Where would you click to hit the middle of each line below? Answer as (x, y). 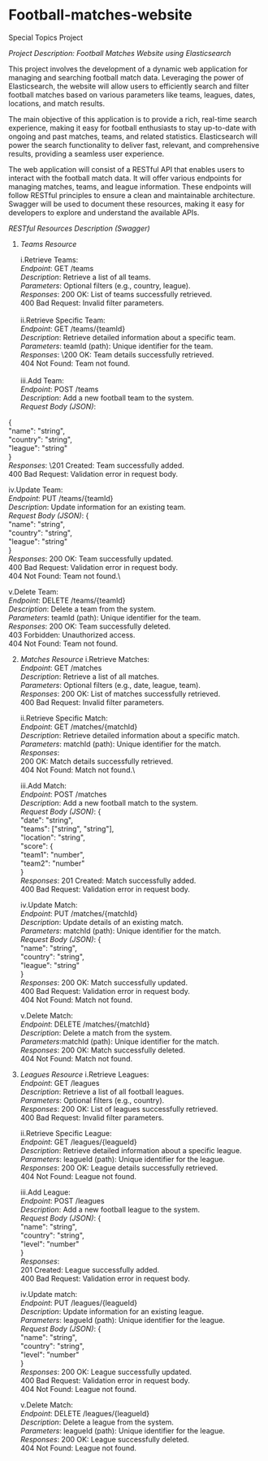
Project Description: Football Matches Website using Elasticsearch (120, 53)
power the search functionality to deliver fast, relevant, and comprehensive (134, 145)
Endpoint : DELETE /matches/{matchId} (85, 1024)
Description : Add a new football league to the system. (110, 1209)
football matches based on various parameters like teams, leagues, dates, (132, 94)
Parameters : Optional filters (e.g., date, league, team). (110, 685)
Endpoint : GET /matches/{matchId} (79, 726)
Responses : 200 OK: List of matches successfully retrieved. (120, 694)
